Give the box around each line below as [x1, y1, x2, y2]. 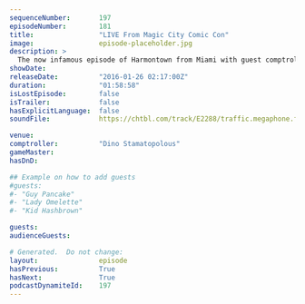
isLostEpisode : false [9, 89, 120, 98]
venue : [9, 131, 34, 141]
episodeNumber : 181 [9, 22, 112, 31]
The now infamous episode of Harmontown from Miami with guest [17, 55, 261, 64]
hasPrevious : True [9, 264, 116, 273]
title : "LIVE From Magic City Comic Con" [9, 30, 230, 39]
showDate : [9, 64, 47, 74]
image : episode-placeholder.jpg [9, 38, 193, 48]
